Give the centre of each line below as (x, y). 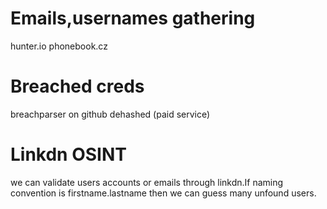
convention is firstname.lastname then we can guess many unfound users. (163, 193)
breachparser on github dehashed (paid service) (110, 114)
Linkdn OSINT (68, 154)
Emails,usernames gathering (133, 18)
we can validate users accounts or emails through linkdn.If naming (147, 182)
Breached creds (77, 86)
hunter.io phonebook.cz (59, 46)
